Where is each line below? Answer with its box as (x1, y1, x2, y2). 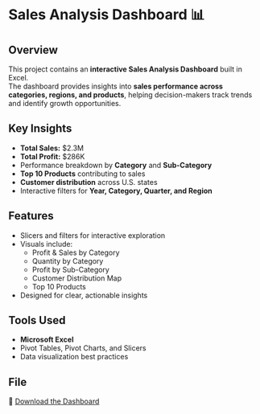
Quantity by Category (31, 256, 104, 265)
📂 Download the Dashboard (8, 396, 100, 406)
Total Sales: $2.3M (19, 143, 85, 153)
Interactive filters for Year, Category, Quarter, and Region (19, 186, 213, 195)
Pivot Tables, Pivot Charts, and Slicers (19, 343, 147, 353)
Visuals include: (19, 239, 73, 248)
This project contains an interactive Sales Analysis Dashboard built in (8, 64, 243, 74)
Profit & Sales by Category (31, 248, 120, 257)
